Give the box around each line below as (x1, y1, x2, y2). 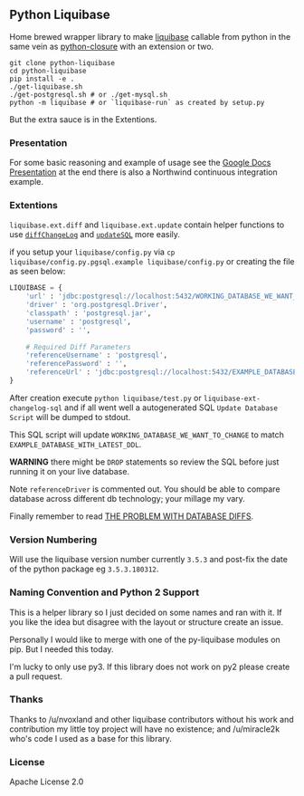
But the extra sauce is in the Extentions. (9, 113, 157, 125)
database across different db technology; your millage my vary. (9, 493, 246, 503)
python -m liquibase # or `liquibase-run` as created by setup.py (9, 98, 265, 107)
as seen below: (9, 266, 66, 277)
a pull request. (9, 670, 63, 682)
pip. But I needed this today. (9, 643, 114, 655)
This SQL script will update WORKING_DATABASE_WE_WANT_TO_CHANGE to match (9, 429, 285, 440)
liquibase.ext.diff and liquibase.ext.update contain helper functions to (9, 219, 285, 230)
